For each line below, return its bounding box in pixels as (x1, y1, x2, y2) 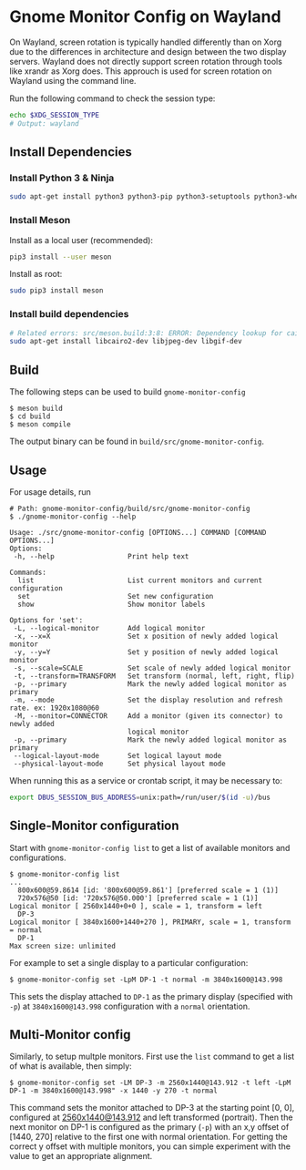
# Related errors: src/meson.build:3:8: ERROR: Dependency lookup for (9, 328, 283, 338)
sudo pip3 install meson (9, 286, 104, 295)
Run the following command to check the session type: (9, 93, 216, 104)
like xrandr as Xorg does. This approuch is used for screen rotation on (9, 66, 272, 77)
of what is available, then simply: (9, 1061, 132, 1072)
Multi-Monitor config (9, 1027, 131, 1042)
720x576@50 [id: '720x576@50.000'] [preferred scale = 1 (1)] (17, 893, 259, 903)
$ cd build (9, 412, 51, 421)
